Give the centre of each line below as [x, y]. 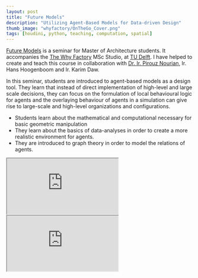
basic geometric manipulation [51, 124]
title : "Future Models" [36, 17]
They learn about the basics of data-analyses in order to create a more [101, 131]
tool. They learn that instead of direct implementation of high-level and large [99, 87]
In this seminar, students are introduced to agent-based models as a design [98, 81]
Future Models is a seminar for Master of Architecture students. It [86, 50]
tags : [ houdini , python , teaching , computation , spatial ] [79, 34]
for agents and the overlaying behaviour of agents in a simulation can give [97, 100]
